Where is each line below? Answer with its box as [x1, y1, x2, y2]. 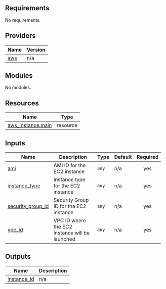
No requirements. [5, 17, 41, 23]
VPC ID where [53, 217, 86, 224]
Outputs [5, 252, 31, 261]
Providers [5, 32, 36, 40]
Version [26, 46, 45, 53]
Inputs [5, 139, 26, 147]
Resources [5, 99, 39, 107]
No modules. [5, 84, 31, 91]
